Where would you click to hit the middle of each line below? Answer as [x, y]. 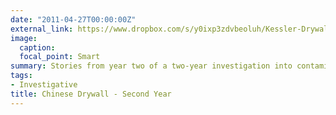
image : [24, 38]
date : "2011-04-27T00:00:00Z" [73, 19]
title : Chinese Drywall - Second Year [91, 94]
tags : [21, 76]
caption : [37, 47]
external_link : [42, 29]
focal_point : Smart [60, 57]
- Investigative [44, 85]
